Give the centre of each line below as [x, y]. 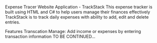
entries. [13, 22]
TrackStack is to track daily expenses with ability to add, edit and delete [77, 17]
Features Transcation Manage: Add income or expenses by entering [73, 31]
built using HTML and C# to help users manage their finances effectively [78, 12]
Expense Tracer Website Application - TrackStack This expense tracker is [79, 7]
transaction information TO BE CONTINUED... [50, 36]
